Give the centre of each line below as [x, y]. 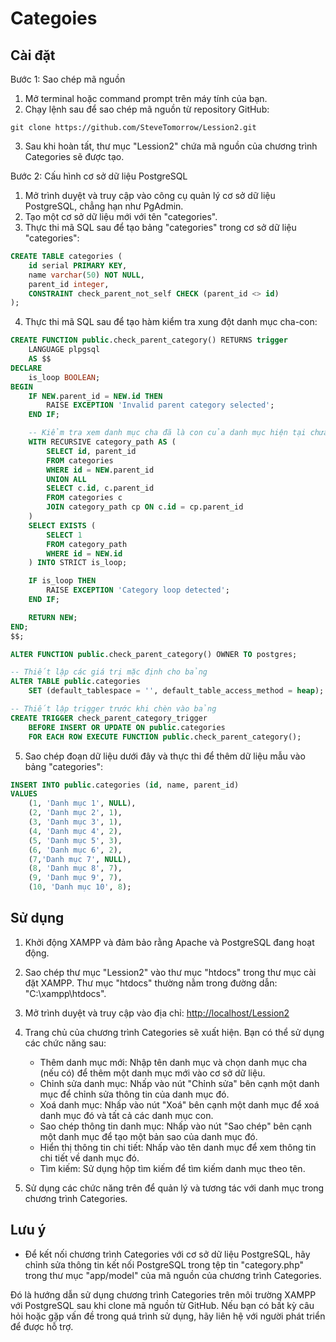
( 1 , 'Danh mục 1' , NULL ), [82, 803]
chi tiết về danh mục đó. [89, 1158]
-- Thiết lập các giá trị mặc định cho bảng [109, 672]
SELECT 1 [64, 535]
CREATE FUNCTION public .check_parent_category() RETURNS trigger [149, 340]
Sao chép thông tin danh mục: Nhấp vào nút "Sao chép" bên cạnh [176, 1126]
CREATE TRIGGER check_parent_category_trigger [109, 718]
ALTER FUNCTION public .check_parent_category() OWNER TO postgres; [154, 654]
